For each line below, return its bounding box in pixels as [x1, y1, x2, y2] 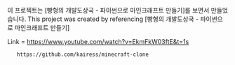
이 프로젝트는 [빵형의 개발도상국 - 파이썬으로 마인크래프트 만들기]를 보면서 [7, 6, 210, 14]
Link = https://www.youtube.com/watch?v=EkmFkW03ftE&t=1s [7, 38, 189, 45]
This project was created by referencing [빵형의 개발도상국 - [27, 15, 199, 23]
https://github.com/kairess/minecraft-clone [16, 51, 149, 58]
